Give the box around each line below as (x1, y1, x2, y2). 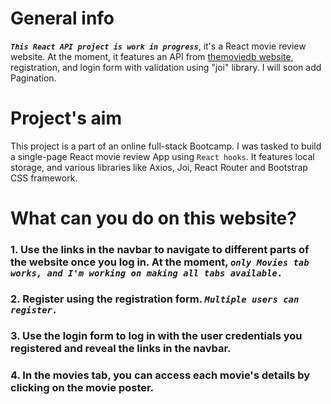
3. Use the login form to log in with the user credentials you (10, 328, 303, 342)
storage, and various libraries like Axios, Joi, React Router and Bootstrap (10, 161, 308, 173)
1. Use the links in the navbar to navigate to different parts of (10, 242, 310, 256)
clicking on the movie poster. (10, 380, 155, 394)
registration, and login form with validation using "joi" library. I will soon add (10, 61, 322, 73)
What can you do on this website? (10, 207, 297, 230)
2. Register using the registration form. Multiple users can (10, 292, 300, 306)
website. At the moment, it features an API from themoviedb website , (10, 50, 294, 62)
